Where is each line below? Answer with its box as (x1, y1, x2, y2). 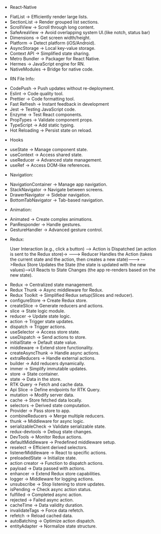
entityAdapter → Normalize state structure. (9, 523, 97, 529)
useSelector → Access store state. (9, 329, 80, 335)
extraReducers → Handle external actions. (9, 355, 96, 361)
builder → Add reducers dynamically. (9, 361, 85, 366)
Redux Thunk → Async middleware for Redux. (9, 287, 104, 293)
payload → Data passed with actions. (9, 465, 85, 471)
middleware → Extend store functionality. (9, 345, 94, 350)
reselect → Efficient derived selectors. (9, 445, 88, 450)
